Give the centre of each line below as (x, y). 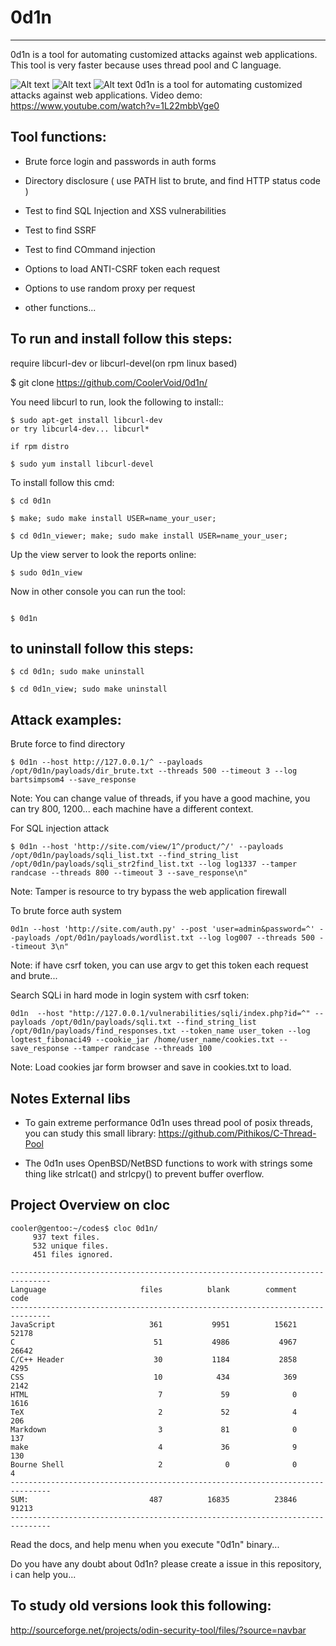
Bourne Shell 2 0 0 (154, 1464)
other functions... (60, 307)
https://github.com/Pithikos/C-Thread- (237, 1133)
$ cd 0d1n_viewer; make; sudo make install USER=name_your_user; (149, 536)
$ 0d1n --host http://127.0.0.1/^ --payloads (106, 762)
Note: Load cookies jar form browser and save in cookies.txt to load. (151, 1067)
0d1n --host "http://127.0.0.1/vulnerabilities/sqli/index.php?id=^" (160, 1014)
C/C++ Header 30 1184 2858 (154, 1359)
